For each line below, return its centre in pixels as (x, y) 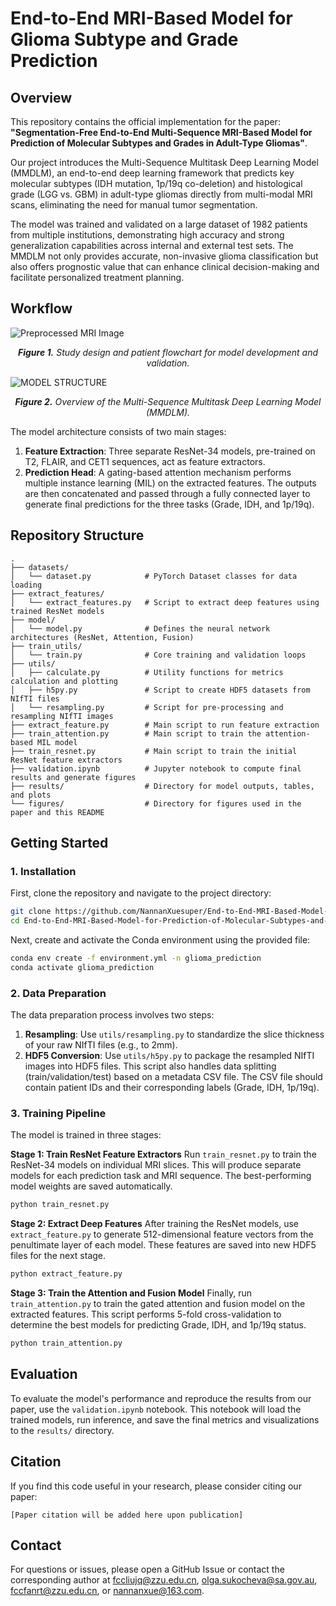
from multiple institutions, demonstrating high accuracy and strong (147, 235)
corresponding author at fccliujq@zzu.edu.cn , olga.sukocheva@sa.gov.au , (164, 1580)
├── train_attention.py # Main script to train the (136, 733)
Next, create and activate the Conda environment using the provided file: (160, 940)
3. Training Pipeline (58, 1114)
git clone (31, 912)
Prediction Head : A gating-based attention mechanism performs (158, 472)
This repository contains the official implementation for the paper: (145, 121)
